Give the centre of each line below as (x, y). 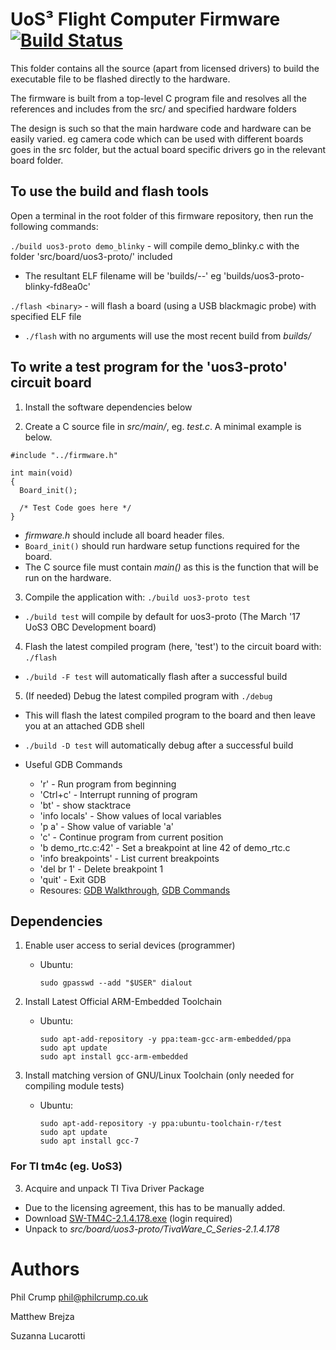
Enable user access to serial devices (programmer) (130, 945)
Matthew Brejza (42, 1316)
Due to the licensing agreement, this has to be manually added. (155, 1207)
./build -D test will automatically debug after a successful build (159, 745)
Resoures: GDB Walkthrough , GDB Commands (135, 890)
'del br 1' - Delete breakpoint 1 (101, 869)
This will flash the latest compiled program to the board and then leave (170, 715)
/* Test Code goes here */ (75, 508)
